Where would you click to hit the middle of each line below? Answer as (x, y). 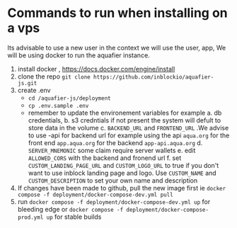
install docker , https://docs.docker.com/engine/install (96, 69)
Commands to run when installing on (117, 13)
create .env (34, 90)
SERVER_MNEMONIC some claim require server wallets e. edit (112, 150)
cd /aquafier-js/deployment (69, 98)
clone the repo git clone (54, 76)
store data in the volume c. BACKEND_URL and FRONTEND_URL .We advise (128, 127)
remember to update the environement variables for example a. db (125, 113)
